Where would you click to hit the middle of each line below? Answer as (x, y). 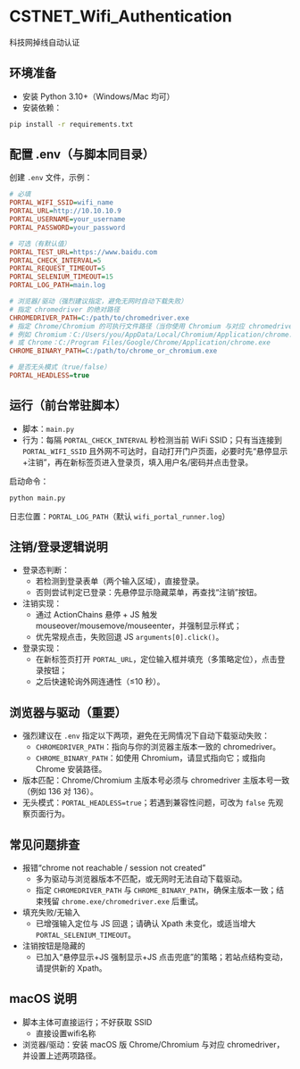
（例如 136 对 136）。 (60, 791)
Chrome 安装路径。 (71, 769)
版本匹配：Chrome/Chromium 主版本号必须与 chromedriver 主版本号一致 (156, 780)
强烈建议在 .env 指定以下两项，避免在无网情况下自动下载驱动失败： (146, 736)
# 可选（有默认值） (40, 244)
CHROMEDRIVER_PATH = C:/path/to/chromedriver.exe (100, 318)
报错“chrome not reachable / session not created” (114, 868)
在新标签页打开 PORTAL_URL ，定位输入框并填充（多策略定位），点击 (157, 659)
